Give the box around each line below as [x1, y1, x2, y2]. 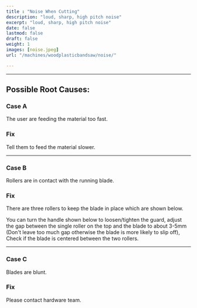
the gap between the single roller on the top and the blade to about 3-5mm [6, 222, 187, 229]
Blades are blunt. [6, 268, 47, 276]
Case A [6, 102, 28, 110]
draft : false [6, 36, 38, 42]
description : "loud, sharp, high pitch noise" [6, 14, 122, 20]
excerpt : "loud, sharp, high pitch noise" [6, 19, 111, 25]
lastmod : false [6, 31, 43, 36]
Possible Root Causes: [6, 84, 90, 94]
